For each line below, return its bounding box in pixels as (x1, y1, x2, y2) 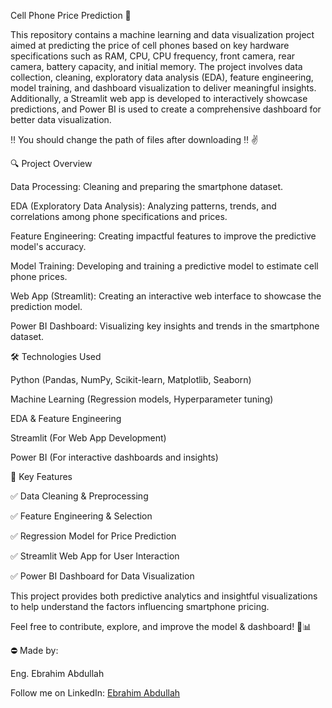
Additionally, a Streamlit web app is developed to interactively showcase (10, 93, 308, 104)
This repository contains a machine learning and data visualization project (10, 29, 315, 40)
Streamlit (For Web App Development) (10, 432, 167, 444)
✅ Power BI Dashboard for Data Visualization (10, 570, 195, 582)
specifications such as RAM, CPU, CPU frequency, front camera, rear (10, 50, 296, 62)
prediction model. (10, 301, 83, 312)
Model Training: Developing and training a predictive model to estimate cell (10, 260, 319, 272)
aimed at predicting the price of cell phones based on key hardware (10, 40, 290, 51)
